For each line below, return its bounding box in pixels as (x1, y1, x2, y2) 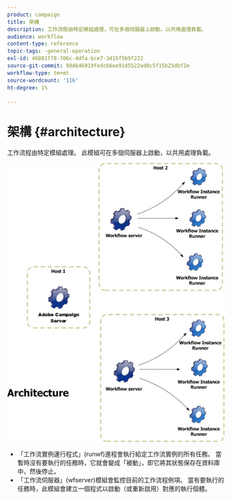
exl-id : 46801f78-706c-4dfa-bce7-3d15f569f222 (7, 55, 144, 62)
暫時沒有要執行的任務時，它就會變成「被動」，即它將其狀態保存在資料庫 (17, 458, 220, 466)
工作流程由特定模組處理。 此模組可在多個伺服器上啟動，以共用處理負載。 (7, 149, 215, 157)
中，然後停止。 (17, 467, 60, 475)
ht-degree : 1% (7, 84, 48, 91)
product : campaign (7, 11, 60, 18)
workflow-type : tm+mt (7, 69, 70, 76)
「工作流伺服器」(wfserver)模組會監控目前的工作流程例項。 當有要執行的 (17, 475, 224, 484)
